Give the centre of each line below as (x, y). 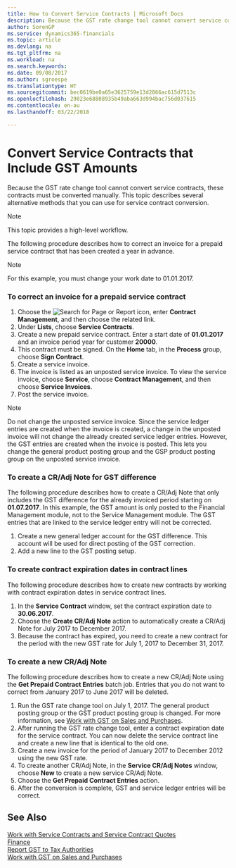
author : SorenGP (31, 27)
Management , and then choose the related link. (86, 319)
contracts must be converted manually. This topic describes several (105, 195)
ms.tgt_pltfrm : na (34, 54)
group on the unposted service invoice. (64, 459)
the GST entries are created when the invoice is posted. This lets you (107, 444)
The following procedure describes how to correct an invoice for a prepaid (115, 243)
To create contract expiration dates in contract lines (97, 569)
